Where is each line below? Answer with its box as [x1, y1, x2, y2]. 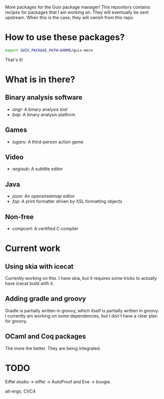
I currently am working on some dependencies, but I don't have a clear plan [5, 313, 158, 319]
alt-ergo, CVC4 [5, 388, 36, 394]
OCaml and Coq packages [5, 332, 86, 341]
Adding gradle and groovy [5, 295, 87, 303]
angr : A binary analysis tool [12, 106, 68, 112]
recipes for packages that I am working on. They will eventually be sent [5, 9, 149, 15]
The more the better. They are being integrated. [5, 345, 101, 351]
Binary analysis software [5, 93, 83, 102]
